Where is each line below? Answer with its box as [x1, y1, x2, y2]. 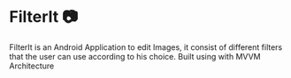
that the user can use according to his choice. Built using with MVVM [9, 51, 261, 61]
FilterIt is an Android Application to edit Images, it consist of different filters [9, 41, 283, 53]
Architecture [9, 60, 55, 71]
